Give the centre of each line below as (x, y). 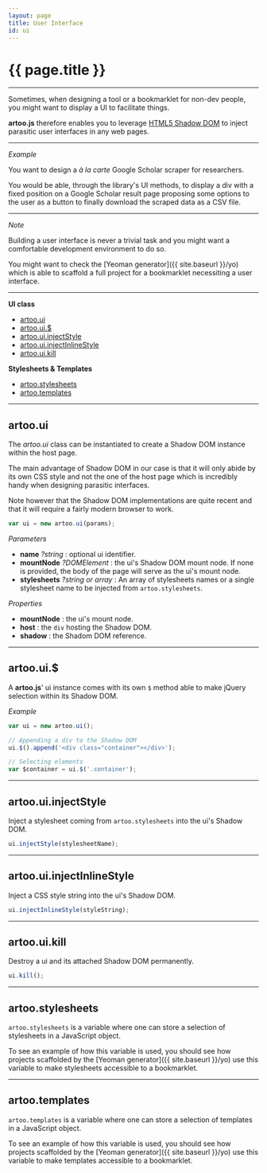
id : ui (19, 30)
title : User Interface (46, 23)
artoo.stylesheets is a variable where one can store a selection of (117, 1027)
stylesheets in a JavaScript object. (65, 1036)
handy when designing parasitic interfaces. (79, 485)
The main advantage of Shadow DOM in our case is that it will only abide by (132, 468)
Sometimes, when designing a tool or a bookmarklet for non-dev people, (127, 99)
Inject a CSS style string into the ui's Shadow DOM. (92, 895)
